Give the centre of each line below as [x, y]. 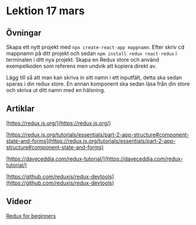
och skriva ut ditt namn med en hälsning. [56, 90]
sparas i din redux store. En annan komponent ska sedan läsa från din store [98, 84]
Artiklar [20, 109]
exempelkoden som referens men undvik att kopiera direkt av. [81, 66]
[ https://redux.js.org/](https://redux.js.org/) [59, 123]
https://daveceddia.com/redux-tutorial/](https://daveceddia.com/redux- [96, 159]
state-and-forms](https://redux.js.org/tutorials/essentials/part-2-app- [91, 141]
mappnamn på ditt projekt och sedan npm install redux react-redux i [91, 53]
